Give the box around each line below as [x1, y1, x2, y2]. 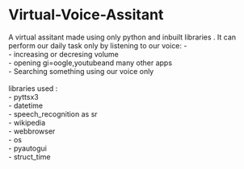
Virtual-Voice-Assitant [8, 6, 164, 24]
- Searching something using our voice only [8, 66, 154, 76]
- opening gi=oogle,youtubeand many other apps [8, 58, 172, 68]
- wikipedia [8, 117, 46, 127]
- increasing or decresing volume [8, 49, 120, 59]
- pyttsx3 [8, 92, 39, 101]
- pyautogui [8, 143, 47, 153]
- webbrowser [8, 126, 56, 136]
